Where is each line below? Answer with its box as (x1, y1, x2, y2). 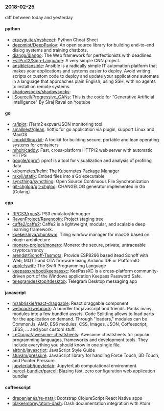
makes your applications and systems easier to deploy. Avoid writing (12, 68, 151, 74)
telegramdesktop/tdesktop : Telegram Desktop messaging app (12, 278, 137, 284)
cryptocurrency (12, 247, 44, 253)
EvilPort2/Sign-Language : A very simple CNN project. (12, 57, 121, 63)
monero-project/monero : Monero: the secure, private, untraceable (12, 242, 146, 248)
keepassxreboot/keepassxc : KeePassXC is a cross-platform (12, 268, 133, 274)
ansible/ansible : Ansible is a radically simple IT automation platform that (12, 63, 157, 68)
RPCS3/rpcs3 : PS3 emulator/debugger (12, 210, 91, 216)
